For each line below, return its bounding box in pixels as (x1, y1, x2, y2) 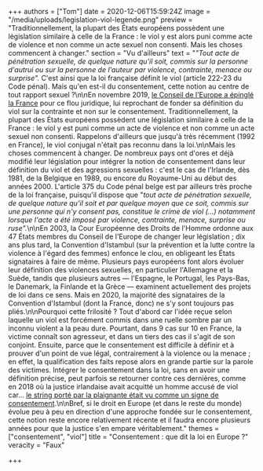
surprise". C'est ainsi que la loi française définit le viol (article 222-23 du (8, 74, 242, 82)
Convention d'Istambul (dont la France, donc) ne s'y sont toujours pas (8, 298, 234, 308)
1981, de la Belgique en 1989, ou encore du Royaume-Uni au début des (8, 173, 237, 183)
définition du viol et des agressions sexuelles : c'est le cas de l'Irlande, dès (8, 165, 250, 174)
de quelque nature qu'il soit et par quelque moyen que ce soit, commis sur (8, 199, 249, 207)
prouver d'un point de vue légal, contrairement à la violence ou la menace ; (8, 349, 251, 358)
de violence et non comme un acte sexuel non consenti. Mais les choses (8, 40, 243, 49)
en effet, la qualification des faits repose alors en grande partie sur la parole (8, 357, 254, 366)
